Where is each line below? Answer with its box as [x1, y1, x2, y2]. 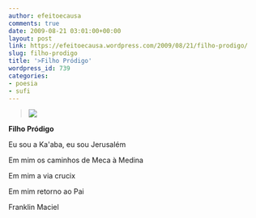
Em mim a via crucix [8, 171, 75, 181]
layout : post [8, 34, 53, 43]
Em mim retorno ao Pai [8, 187, 84, 196]
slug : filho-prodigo [8, 49, 79, 57]
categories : [8, 72, 49, 80]
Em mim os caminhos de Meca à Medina [8, 155, 144, 166]
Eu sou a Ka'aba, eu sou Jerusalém [8, 140, 126, 149]
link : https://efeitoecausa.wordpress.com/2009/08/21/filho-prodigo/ [8, 42, 249, 50]
